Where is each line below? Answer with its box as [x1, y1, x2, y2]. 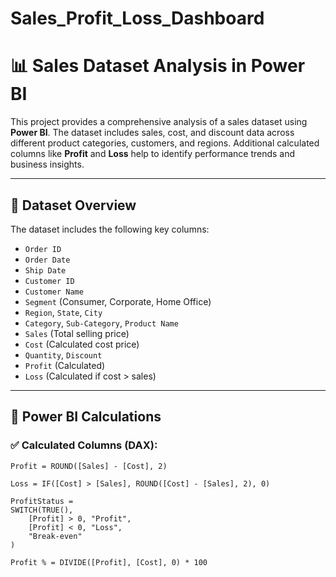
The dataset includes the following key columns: [10, 223, 210, 235]
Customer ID [24, 276, 75, 286]
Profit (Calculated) [24, 359, 106, 371]
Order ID [24, 244, 62, 254]
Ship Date [24, 265, 67, 276]
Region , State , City [24, 306, 103, 318]
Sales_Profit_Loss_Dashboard [10, 7, 265, 30]
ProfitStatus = [10, 496, 74, 506]
